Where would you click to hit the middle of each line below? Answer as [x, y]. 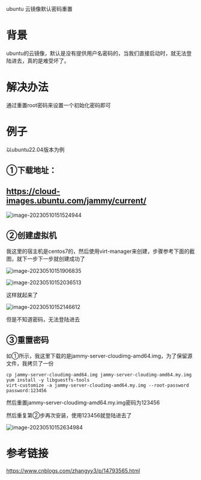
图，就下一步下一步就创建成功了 [46, 258]
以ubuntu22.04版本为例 [35, 149]
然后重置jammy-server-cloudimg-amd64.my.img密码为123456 [83, 402]
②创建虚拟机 [31, 236]
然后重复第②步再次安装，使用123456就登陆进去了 [69, 415]
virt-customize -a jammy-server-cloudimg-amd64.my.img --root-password [97, 385]
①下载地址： [31, 170]
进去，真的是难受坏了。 [40, 61]
